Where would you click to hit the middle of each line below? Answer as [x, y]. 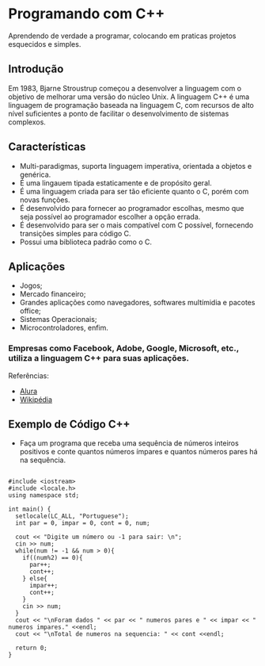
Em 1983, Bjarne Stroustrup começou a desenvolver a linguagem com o [125, 88]
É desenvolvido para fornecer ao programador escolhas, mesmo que [132, 208]
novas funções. [45, 200]
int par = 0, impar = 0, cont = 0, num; [83, 523]
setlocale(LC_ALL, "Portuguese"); [72, 516]
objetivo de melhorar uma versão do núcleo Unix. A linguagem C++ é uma [129, 97]
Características [47, 147]
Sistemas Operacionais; [58, 320]
